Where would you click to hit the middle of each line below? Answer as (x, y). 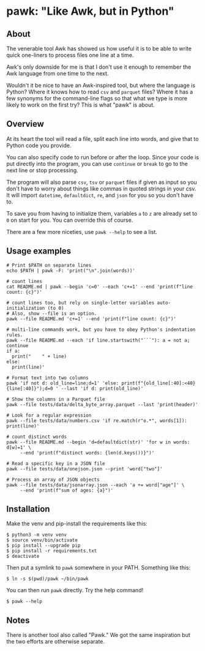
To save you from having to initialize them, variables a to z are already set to (102, 213)
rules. (15, 335)
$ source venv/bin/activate (42, 540)
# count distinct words (37, 437)
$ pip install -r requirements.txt (52, 551)
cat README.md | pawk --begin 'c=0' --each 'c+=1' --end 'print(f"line (99, 287)
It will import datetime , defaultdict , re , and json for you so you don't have (100, 195)
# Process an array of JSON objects (53, 480)
